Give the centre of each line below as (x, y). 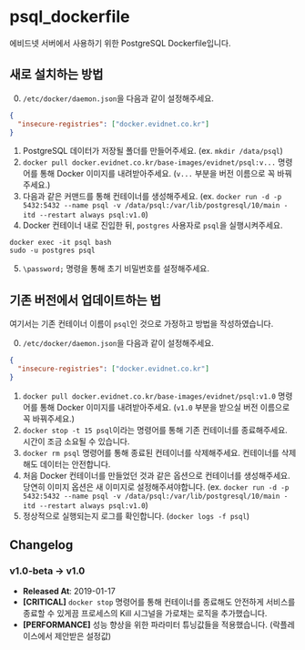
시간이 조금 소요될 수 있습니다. (76, 441)
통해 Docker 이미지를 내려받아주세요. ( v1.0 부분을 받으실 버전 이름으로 (165, 407)
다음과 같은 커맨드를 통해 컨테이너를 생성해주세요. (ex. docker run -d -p (152, 197)
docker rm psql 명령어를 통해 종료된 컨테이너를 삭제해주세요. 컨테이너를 (151, 452)
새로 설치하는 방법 (56, 75)
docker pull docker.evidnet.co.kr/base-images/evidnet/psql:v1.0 (149, 396)
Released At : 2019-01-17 (69, 591)
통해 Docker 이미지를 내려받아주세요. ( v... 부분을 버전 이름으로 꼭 (158, 174)
